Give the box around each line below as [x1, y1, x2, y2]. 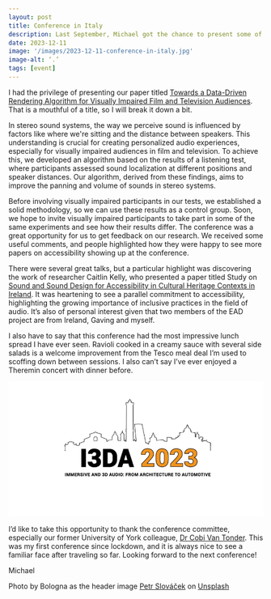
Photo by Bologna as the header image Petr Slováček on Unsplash [8, 581, 230, 591]
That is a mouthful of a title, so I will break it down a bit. [8, 104, 193, 114]
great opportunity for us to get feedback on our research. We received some [8, 231, 264, 240]
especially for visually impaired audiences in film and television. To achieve [8, 146, 259, 155]
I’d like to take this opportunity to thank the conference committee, [8, 525, 231, 534]
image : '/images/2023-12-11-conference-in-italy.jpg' [8, 47, 194, 56]
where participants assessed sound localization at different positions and [8, 163, 252, 173]
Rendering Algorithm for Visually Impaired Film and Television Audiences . [8, 96, 253, 105]
